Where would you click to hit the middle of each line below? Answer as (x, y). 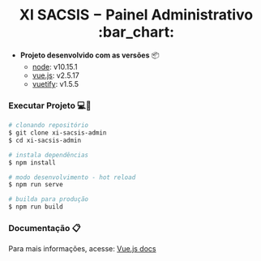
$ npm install (32, 163)
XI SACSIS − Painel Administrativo (136, 15)
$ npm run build (36, 207)
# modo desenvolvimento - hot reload (72, 177)
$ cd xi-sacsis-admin (45, 140)
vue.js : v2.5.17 (56, 75)
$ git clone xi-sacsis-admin (58, 133)
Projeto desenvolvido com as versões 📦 (90, 55)
